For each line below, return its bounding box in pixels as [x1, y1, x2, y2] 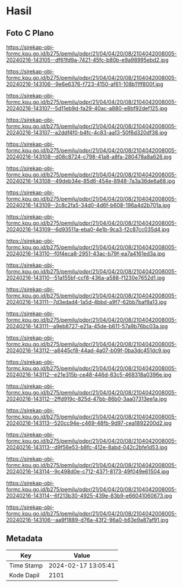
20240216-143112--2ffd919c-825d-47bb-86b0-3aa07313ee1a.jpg [6, 395, 168, 402]
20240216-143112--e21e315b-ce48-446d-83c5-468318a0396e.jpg [6, 371, 172, 378]
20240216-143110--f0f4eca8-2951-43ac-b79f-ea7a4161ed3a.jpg [6, 250, 165, 257]
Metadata [6, 533, 43, 543]
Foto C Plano [6, 28, 54, 38]
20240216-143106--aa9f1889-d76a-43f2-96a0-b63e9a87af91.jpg [6, 517, 169, 523]
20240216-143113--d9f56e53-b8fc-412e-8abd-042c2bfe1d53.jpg [6, 444, 168, 451]
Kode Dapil [9, 571, 40, 579]
